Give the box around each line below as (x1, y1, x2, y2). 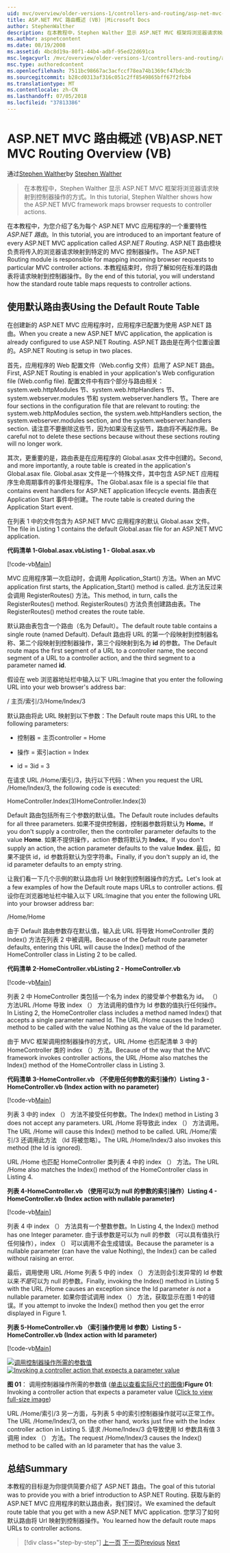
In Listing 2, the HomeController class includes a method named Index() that (7, 1009, 222, 1017)
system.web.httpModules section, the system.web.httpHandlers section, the (7, 409, 222, 417)
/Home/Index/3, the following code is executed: (7, 783, 142, 792)
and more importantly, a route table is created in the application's (7, 461, 191, 470)
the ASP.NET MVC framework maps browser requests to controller (23, 200, 212, 208)
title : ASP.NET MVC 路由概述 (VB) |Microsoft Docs (7, 16, 151, 23)
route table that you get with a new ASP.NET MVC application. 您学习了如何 (7, 1508, 220, 1516)
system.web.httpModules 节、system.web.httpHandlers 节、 (7, 385, 179, 394)
